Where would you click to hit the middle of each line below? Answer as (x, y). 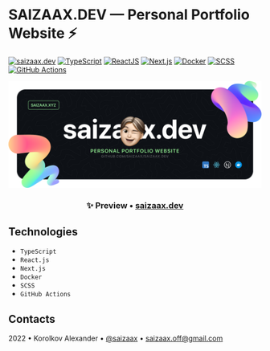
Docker (31, 278)
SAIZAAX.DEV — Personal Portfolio (129, 15)
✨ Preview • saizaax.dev (135, 206)
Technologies (43, 232)
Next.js (33, 269)
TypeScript (38, 252)
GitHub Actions (45, 295)
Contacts (32, 319)
